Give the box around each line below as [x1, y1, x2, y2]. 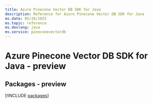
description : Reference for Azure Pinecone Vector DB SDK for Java [5, 12, 145, 16]
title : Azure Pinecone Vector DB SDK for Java [5, 7, 101, 12]
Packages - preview [5, 80, 67, 88]
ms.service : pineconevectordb [5, 29, 67, 34]
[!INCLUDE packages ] [5, 93, 49, 98]
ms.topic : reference [5, 20, 47, 26]
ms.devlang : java [5, 25, 40, 30]
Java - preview [5, 61, 67, 72]
